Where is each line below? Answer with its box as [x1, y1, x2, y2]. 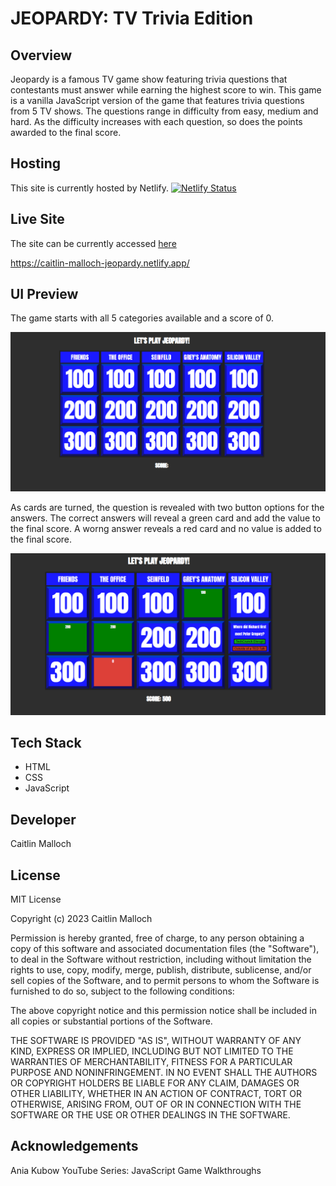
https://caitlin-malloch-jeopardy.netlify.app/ [10, 257, 190, 269]
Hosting [10, 155, 62, 172]
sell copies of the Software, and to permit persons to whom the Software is [10, 974, 320, 986]
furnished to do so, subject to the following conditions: [10, 985, 235, 997]
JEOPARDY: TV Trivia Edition [10, 7, 254, 30]
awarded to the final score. [10, 127, 122, 138]
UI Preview [10, 286, 79, 303]
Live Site [10, 211, 65, 228]
